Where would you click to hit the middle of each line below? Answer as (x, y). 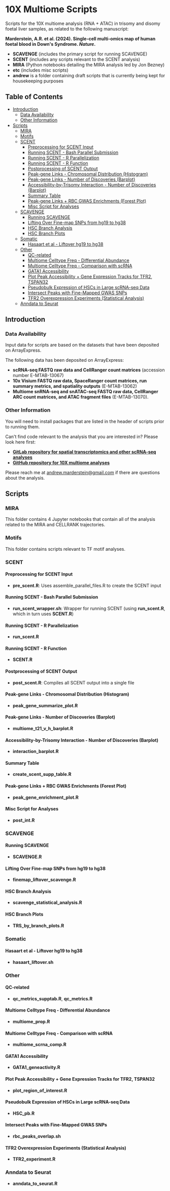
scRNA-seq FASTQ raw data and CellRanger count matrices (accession (89, 370)
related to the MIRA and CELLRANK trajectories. (55, 525)
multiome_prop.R (31, 1022)
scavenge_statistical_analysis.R (47, 902)
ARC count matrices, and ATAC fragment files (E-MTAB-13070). (80, 397)
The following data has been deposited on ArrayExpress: (65, 360)
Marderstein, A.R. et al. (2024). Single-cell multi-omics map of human (80, 39)
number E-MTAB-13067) (38, 375)
